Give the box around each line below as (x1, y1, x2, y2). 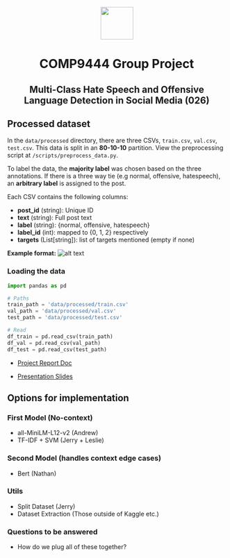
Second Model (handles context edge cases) (7, 453, 162, 463)
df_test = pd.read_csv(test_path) (7, 346, 108, 353)
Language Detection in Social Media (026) (24, 94, 210, 106)
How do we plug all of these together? (17, 543, 127, 551)
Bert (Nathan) (17, 469, 57, 477)
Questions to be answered (7, 527, 98, 536)
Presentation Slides (17, 372, 73, 380)
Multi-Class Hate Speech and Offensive (29, 83, 204, 95)
